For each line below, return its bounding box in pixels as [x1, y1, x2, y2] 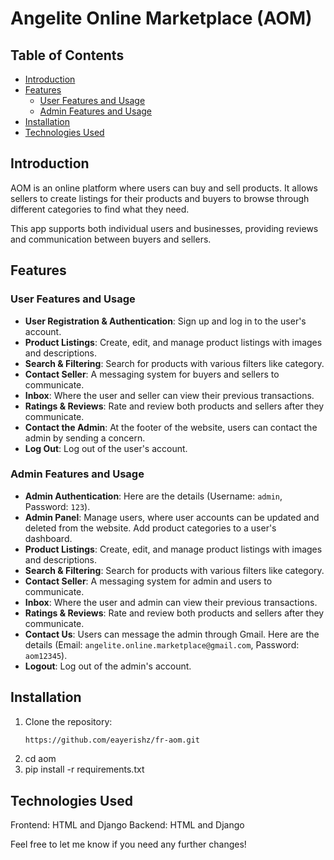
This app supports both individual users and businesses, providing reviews [10, 222, 319, 234]
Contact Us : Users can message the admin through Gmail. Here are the [24, 628, 320, 640]
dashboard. [24, 532, 73, 544]
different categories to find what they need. [10, 203, 190, 215]
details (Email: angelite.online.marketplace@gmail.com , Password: [24, 638, 300, 651]
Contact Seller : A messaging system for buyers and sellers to [24, 368, 280, 380]
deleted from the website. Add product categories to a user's [24, 522, 277, 534]
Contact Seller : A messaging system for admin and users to [24, 575, 273, 587]
